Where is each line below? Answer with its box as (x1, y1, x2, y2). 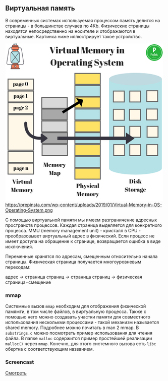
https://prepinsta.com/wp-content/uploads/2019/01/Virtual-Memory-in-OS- (5, 202, 162, 208)
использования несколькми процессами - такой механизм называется (5, 320, 159, 326)
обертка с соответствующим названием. (5, 346, 94, 352)
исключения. (5, 243, 34, 249)
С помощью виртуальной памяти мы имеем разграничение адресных (5, 217, 157, 223)
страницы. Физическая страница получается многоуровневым (5, 259, 141, 265)
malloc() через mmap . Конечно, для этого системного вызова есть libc (5, 341, 156, 347)
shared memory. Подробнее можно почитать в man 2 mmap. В (5, 325, 139, 331)
